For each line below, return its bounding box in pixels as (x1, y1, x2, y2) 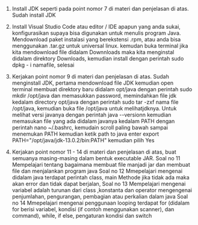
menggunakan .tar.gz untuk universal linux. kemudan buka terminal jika (11, 42, 188, 49)
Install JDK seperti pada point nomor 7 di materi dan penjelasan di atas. (11, 5, 190, 12)
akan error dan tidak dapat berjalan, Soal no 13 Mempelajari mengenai (11, 180, 186, 187)
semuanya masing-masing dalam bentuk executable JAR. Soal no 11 (11, 155, 181, 161)
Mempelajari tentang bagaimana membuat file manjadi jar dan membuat (11, 161, 191, 168)
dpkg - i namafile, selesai (11, 61, 75, 68)
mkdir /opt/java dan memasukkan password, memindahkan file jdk (11, 92, 177, 99)
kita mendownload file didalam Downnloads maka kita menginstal (11, 49, 175, 56)
